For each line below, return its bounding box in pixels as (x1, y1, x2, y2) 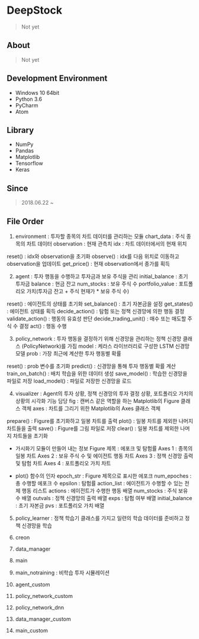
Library (7, 125, 34, 135)
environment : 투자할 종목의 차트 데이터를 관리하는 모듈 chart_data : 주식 (15, 233, 185, 240)
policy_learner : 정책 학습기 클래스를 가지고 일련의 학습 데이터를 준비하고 (15, 514, 184, 522)
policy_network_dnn (15, 604, 65, 611)
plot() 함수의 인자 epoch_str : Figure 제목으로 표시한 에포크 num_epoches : (15, 472, 192, 479)
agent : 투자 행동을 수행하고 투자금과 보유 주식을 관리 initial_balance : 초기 (15, 273, 188, 279)
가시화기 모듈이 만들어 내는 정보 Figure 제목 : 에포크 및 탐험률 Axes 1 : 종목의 (15, 445, 193, 452)
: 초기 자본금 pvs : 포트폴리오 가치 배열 (15, 502, 105, 509)
